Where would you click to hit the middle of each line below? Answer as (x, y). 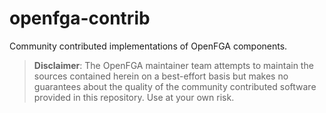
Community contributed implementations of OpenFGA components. (148, 46)
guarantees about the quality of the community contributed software (175, 86)
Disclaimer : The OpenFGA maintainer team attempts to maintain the (173, 65)
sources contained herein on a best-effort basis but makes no (161, 76)
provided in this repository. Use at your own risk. (134, 97)
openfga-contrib (80, 18)
